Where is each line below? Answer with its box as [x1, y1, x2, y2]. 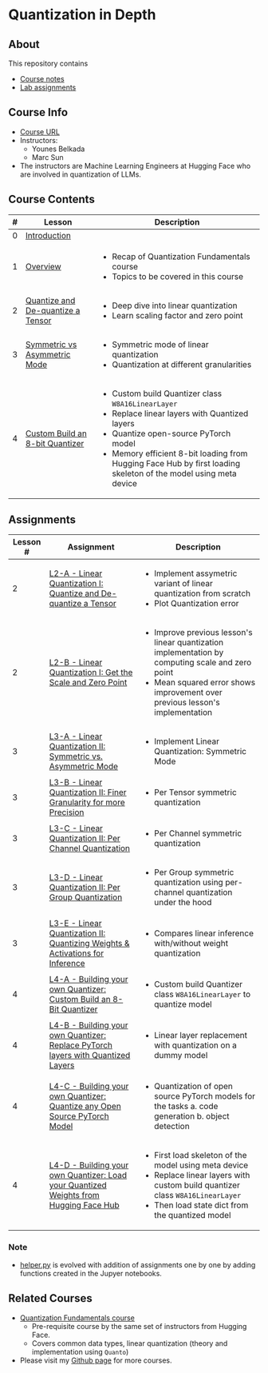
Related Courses [8, 1291, 93, 1305]
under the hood [154, 897, 212, 908]
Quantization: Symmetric [154, 746, 247, 757]
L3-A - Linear [49, 731, 103, 742]
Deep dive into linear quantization [111, 300, 238, 311]
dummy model [154, 1050, 208, 1061]
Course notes [19, 74, 65, 83]
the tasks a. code [154, 1101, 219, 1112]
